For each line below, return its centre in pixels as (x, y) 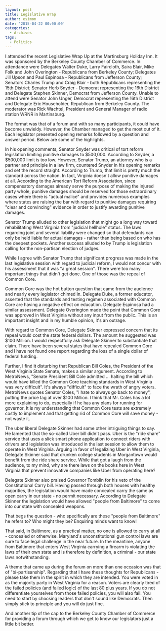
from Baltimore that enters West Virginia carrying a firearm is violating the (80, 547)
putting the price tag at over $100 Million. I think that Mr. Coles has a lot (78, 397)
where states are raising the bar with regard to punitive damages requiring (81, 202)
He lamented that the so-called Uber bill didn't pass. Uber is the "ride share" (83, 433)
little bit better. (20, 624)
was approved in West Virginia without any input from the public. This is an (81, 315)
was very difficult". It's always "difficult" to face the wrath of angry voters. (81, 387)
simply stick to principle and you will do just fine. (55, 604)
